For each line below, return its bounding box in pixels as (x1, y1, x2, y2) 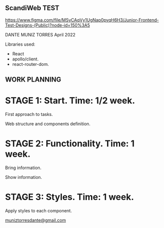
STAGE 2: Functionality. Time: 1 (5, 138, 135, 149)
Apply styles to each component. (5, 208, 72, 214)
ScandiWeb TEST (5, 4, 60, 12)
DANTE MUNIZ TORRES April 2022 (5, 31, 76, 37)
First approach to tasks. (5, 112, 53, 117)
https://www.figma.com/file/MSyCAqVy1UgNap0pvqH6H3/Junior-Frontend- (5, 17, 159, 23)
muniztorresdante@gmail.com (5, 217, 66, 223)
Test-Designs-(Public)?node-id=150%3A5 (5, 22, 90, 28)
